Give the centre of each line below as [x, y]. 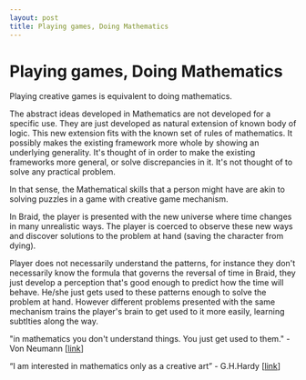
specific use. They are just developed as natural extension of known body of [153, 124]
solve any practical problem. [63, 172]
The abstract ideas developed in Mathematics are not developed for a [140, 114]
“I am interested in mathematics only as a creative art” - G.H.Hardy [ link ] [145, 366]
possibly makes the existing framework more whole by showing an [134, 143]
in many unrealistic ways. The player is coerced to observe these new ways [151, 226]
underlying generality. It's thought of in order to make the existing [133, 153]
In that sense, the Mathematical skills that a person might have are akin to [147, 190]
